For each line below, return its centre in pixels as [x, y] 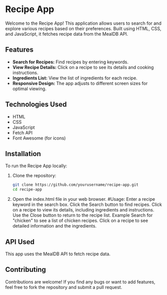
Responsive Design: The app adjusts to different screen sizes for [80, 83]
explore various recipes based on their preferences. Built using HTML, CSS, [83, 28]
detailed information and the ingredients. [54, 226]
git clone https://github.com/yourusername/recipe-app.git [75, 185]
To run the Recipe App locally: [36, 166]
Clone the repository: [34, 176]
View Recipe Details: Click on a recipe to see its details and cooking [83, 67]
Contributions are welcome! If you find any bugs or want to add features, [80, 282]
